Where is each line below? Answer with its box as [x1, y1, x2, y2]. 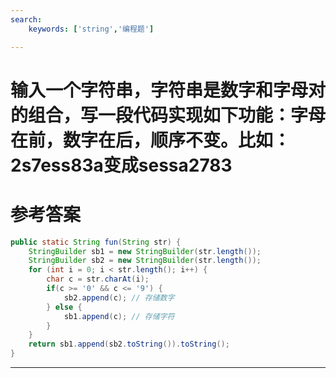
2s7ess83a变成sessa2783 [10, 154, 233, 176]
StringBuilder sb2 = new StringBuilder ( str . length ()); [28, 256, 262, 266]
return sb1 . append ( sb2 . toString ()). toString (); [28, 339, 230, 350]
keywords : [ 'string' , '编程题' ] [28, 24, 155, 34]
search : [10, 14, 43, 25]
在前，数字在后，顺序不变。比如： [10, 129, 292, 151]
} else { [46, 302, 83, 312]
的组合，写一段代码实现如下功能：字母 [10, 104, 327, 126]
